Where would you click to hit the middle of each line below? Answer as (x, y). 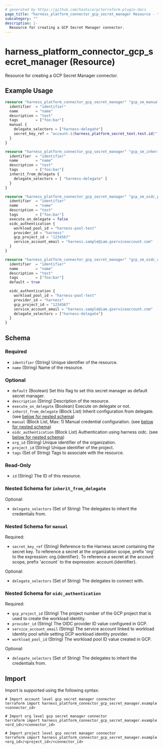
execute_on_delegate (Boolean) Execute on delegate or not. (71, 406)
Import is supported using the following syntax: (52, 690)
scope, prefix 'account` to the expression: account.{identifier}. (74, 562)
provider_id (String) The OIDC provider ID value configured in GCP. (80, 624)
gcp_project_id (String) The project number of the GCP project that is (81, 613)
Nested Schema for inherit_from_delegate (56, 489)
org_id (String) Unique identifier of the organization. (64, 442)
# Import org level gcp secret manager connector (56, 716)
